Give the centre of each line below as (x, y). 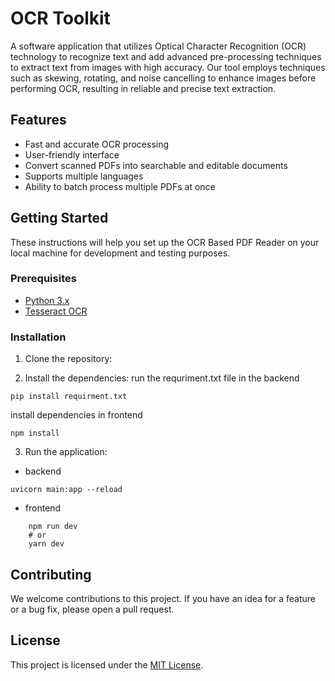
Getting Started (59, 218)
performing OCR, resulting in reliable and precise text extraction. (143, 88)
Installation (38, 337)
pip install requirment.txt (69, 397)
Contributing (51, 574)
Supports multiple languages (84, 176)
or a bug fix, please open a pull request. (92, 609)
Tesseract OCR (56, 311)
